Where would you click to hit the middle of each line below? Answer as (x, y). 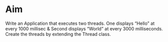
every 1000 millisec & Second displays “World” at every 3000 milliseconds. (84, 28)
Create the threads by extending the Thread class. (58, 34)
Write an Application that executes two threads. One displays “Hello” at (80, 23)
